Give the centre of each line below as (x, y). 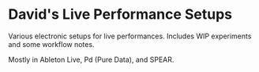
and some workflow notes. (51, 44)
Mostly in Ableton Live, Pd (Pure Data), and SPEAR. (91, 59)
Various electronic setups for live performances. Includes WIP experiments (130, 36)
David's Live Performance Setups (120, 14)
